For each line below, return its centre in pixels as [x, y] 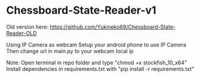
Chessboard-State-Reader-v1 [81, 10]
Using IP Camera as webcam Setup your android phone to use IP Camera [96, 45]
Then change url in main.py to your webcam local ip [70, 51]
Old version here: [27, 27]
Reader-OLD [21, 33]
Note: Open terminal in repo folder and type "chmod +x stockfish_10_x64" [97, 63]
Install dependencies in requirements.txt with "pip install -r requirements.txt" [100, 68]
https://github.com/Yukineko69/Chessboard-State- [113, 27]
